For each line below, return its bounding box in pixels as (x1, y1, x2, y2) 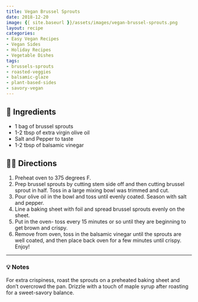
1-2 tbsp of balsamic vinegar (14, 141, 84, 148)
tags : (6, 58, 19, 64)
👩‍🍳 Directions (6, 158, 57, 168)
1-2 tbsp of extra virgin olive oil (14, 129, 90, 136)
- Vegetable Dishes (6, 52, 54, 58)
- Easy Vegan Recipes (6, 36, 60, 42)
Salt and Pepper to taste (14, 135, 74, 142)
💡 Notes (6, 263, 29, 271)
